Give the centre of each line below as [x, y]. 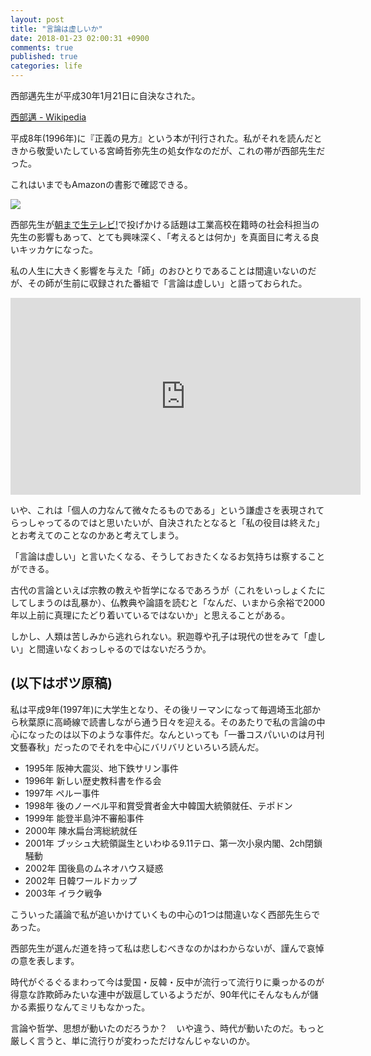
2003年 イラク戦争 [63, 893]
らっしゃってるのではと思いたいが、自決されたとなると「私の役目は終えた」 [167, 522]
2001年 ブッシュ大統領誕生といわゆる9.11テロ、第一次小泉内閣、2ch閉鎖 [173, 843]
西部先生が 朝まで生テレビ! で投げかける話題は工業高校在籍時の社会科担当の [165, 224]
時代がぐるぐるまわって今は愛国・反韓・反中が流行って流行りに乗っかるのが [167, 982]
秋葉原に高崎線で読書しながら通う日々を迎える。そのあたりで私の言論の [167, 722]
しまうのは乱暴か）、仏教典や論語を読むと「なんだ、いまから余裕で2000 [176, 602]
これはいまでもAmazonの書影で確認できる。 [101, 184]
